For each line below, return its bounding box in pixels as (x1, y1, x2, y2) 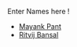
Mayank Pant (18, 22, 62, 31)
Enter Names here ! (7, 7, 70, 16)
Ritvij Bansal (18, 31, 59, 39)
